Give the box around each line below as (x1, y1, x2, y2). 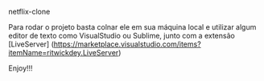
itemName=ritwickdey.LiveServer (8, 48, 119, 57)
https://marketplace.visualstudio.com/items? (53, 39, 201, 49)
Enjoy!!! (8, 63, 34, 73)
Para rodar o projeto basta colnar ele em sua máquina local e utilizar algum (8, 22, 257, 31)
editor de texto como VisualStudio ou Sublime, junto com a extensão (8, 31, 235, 40)
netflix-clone (8, 7, 51, 16)
